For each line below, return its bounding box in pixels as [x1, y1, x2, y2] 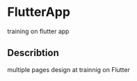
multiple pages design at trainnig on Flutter [7, 65, 131, 73]
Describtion [7, 47, 59, 59]
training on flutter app [7, 27, 70, 35]
